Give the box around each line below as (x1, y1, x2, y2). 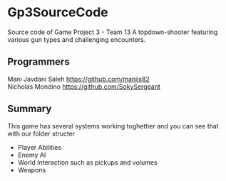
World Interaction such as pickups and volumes (17, 158, 158, 167)
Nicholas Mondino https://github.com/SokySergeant (7, 82, 160, 91)
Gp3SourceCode (7, 4, 108, 21)
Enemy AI (17, 150, 46, 159)
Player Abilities (17, 143, 62, 151)
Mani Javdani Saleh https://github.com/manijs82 (7, 75, 150, 83)
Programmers (7, 56, 70, 68)
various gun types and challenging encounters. (7, 35, 146, 43)
